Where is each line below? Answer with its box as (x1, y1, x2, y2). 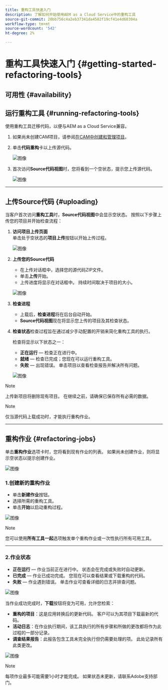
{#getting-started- (77, 58, 156, 70)
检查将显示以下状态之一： (12, 339, 65, 345)
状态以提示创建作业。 (13, 455, 58, 461)
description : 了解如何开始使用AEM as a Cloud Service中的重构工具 (5, 12, 136, 17)
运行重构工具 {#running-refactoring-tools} (5, 109, 139, 117)
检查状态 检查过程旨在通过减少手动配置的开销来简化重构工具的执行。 (12, 328, 153, 334)
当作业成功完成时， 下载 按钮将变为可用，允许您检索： (5, 600, 115, 606)
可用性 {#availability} (5, 90, 72, 99)
